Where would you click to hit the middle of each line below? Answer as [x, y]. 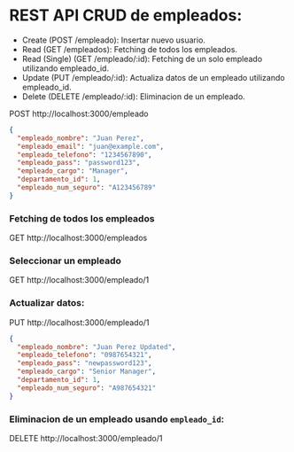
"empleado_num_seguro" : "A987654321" [87, 388]
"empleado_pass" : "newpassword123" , [85, 363]
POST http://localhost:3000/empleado [79, 113]
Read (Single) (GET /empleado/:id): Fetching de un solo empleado [142, 58]
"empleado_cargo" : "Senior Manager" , [87, 372]
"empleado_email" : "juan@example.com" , [91, 146]
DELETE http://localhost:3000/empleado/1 [86, 438]
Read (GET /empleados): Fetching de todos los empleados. [129, 49]
